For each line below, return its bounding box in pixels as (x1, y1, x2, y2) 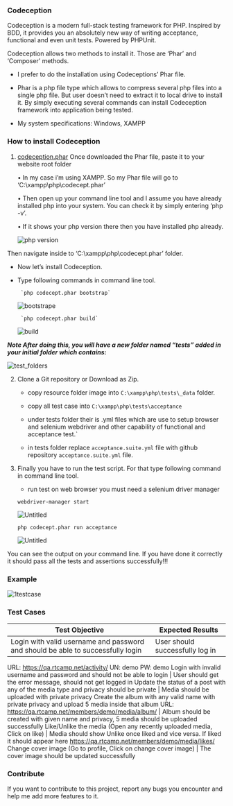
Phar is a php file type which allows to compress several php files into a (17, 84, 222, 92)
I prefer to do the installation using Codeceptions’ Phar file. (17, 70, 186, 78)
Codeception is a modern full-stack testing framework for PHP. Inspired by (7, 22, 221, 30)
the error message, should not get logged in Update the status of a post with (7, 678, 226, 687)
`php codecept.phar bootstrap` (20, 289, 111, 296)
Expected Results (159, 625, 218, 635)
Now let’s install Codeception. (17, 262, 103, 271)
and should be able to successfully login (10, 646, 142, 655)
